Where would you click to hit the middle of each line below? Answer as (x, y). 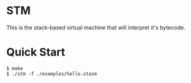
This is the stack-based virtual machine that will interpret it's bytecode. (96, 27)
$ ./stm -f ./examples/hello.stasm (52, 74)
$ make (15, 68)
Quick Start (36, 52)
